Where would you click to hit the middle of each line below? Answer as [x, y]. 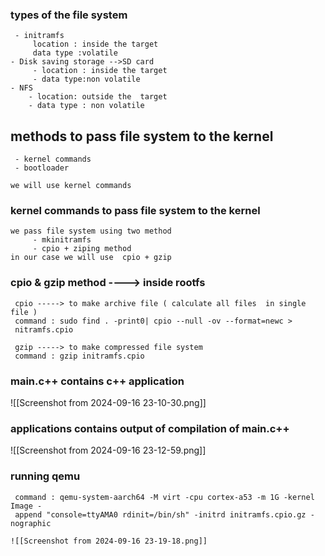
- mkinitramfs [62, 240]
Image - [26, 506]
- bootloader [42, 168]
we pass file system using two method [91, 231]
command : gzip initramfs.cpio [79, 356]
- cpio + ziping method [82, 249]
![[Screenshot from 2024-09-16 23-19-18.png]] [109, 541]
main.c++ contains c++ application [97, 381]
